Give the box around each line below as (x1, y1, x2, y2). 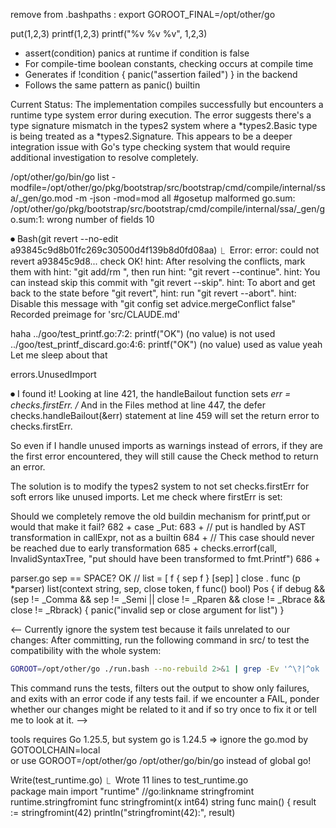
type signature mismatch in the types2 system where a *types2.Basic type (10, 120, 318, 131)
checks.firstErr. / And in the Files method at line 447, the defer (10, 399, 266, 411)
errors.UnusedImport (10, 369, 97, 380)
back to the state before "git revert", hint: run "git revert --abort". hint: (10, 287, 297, 299)
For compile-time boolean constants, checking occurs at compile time (24, 58, 314, 69)
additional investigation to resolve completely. (10, 152, 199, 163)
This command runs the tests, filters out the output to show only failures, (10, 682, 310, 694)
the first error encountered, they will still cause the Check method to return (10, 450, 319, 462)
